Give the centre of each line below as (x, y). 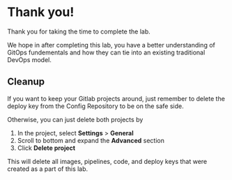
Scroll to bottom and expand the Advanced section (91, 140)
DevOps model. (30, 59)
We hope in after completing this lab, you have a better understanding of (111, 45)
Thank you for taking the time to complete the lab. (79, 31)
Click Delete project (46, 148)
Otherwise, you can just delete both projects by (75, 119)
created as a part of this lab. (48, 169)
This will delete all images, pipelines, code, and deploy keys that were (107, 161)
